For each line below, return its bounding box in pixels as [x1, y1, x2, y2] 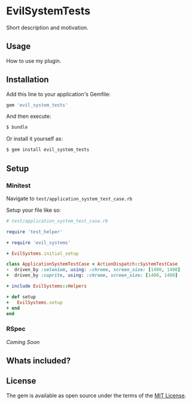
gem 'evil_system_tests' [6, 102, 68, 108]
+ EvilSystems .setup [6, 299, 63, 306]
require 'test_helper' [6, 229, 63, 235]
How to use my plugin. [6, 57, 62, 64]
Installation [6, 75, 49, 85]
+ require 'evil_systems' [6, 239, 71, 246]
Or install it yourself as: [6, 135, 63, 142]
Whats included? [6, 356, 71, 366]
